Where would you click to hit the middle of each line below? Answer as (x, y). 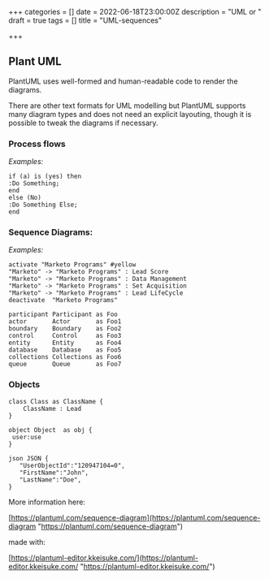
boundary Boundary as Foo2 (65, 329)
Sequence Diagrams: (51, 232)
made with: (27, 542)
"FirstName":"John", (54, 473)
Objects (24, 385)
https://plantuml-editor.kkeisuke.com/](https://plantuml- (105, 557)
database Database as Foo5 (65, 350)
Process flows (37, 144)
